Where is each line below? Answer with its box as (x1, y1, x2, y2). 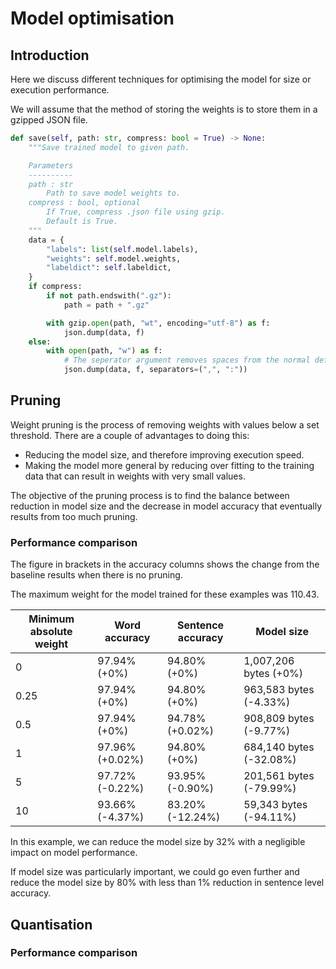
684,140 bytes (243, 740, 315, 754)
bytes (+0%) (243, 667, 304, 681)
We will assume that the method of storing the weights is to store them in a (10, 103, 318, 115)
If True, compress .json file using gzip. (46, 207, 226, 217)
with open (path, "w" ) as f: (46, 346, 163, 356)
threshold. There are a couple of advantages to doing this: (10, 429, 250, 441)
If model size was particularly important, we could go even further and (10, 866, 300, 878)
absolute (29, 625, 73, 639)
